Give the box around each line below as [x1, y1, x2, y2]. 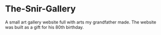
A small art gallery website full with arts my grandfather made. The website [5, 19, 157, 25]
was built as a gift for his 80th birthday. [5, 24, 84, 30]
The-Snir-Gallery [5, 3, 76, 14]
